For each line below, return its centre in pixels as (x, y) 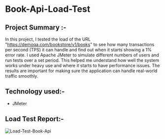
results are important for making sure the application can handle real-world (81, 71)
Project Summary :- (36, 27)
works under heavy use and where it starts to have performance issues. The (82, 66)
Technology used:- (35, 92)
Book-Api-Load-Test (48, 9)
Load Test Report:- (34, 119)
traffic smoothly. (22, 76)
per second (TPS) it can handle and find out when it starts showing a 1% (78, 50)
